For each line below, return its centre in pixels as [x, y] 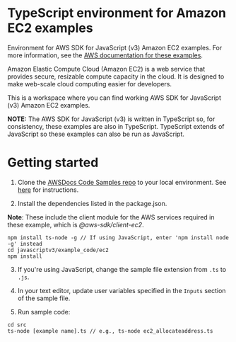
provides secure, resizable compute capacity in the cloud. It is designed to [116, 76]
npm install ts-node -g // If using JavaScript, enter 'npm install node [118, 238]
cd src [17, 325]
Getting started [53, 163]
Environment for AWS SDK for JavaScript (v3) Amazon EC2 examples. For [115, 47]
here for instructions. [48, 190]
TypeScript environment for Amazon [117, 13]
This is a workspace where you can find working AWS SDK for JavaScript [114, 98]
